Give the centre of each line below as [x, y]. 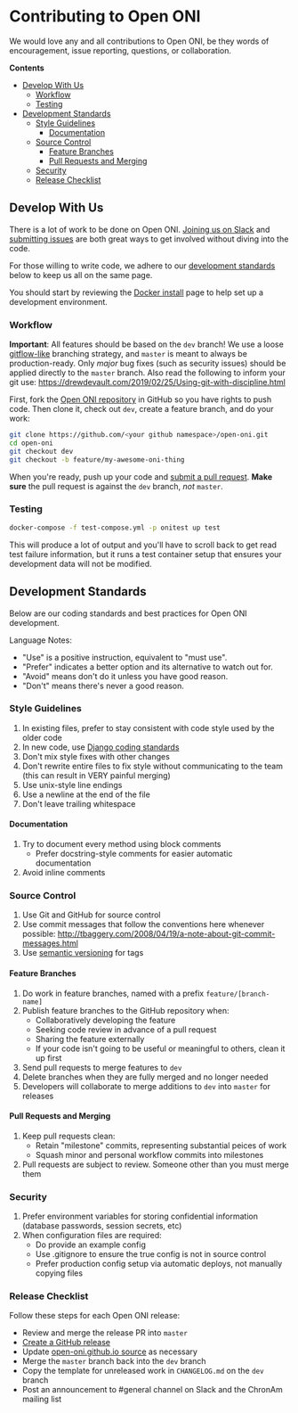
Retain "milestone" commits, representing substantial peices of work [161, 1145]
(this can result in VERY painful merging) [96, 775]
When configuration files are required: [92, 1236]
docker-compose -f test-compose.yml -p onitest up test [115, 528]
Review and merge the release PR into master [105, 1333]
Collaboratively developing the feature [105, 1020]
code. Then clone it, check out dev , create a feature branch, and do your [141, 409]
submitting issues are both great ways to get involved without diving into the [149, 239]
